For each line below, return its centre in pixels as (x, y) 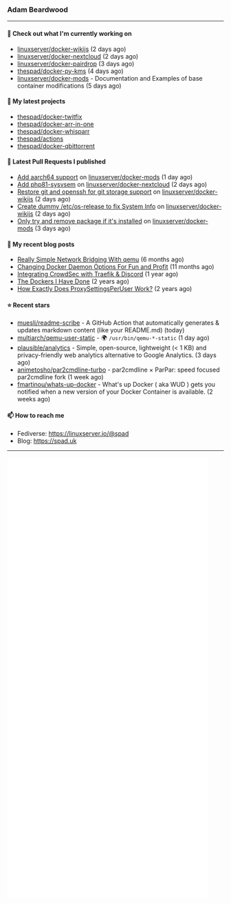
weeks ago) (34, 399)
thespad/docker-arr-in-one (55, 124)
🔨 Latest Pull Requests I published (57, 162)
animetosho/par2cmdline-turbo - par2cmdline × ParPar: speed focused (118, 370)
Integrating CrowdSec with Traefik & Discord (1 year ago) (98, 274)
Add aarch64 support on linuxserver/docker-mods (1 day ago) (105, 177)
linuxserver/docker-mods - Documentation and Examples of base (110, 78)
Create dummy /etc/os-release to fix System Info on (91, 206)
